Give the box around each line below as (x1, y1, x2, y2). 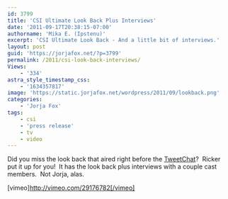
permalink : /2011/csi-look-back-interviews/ (7, 57, 141, 64)
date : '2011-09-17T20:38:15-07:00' (7, 23, 113, 30)
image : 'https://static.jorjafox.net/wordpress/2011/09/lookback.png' (7, 89, 220, 96)
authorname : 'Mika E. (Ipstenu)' (7, 30, 106, 38)
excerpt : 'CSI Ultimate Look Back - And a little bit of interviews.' (7, 37, 220, 44)
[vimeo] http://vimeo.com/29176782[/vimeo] (7, 183, 135, 192)
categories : (7, 96, 42, 103)
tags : (7, 109, 23, 116)
